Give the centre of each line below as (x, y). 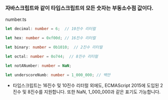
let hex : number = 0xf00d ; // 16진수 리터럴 (50, 38)
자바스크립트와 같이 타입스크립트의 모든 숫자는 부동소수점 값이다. (79, 8)
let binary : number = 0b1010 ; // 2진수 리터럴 (54, 47)
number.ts (16, 19)
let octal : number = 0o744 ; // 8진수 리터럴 (52, 56)
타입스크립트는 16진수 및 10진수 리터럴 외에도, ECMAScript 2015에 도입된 (86, 85)
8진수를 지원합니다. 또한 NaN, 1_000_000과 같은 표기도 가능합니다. (94, 92)
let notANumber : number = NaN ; (38, 66)
